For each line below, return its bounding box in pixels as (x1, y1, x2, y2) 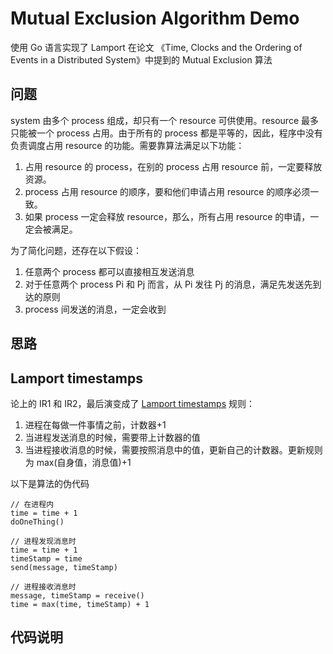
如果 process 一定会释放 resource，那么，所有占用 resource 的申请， (24, 210, 311, 222)
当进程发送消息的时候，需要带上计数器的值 (24, 431, 201, 443)
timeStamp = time (10, 553, 83, 564)
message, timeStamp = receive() (10, 590, 145, 601)
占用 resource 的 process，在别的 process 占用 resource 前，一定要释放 (24, 160, 323, 172)
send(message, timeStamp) (10, 562, 118, 572)
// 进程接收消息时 (10, 582, 77, 592)
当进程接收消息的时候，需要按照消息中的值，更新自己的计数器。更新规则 (24, 443, 323, 456)
